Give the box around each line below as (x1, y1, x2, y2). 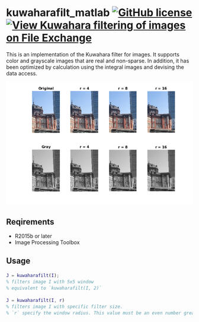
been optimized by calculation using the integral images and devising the (6, 63, 185, 71)
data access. (6, 70, 37, 77)
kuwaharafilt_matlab (6, 6, 110, 20)
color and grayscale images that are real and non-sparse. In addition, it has (6, 57, 190, 64)
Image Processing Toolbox (14, 239, 80, 246)
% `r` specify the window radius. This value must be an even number (6, 310, 182, 316)
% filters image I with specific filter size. (6, 304, 123, 310)
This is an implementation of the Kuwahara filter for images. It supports (6, 50, 179, 58)
